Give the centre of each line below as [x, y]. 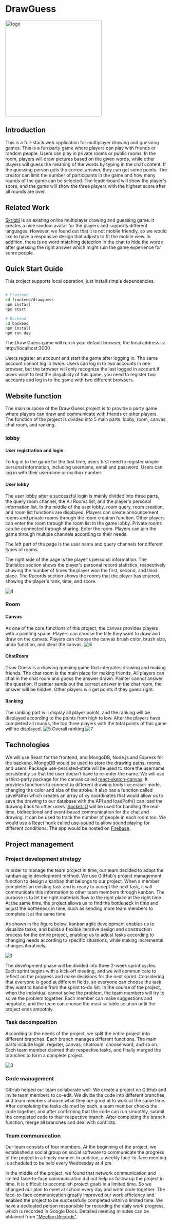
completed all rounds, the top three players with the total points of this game [86, 724]
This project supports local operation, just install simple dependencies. [80, 281]
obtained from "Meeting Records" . [42, 1217]
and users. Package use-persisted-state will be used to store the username [85, 768]
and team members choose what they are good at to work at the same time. [85, 1101]
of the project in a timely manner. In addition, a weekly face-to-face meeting [86, 1158]
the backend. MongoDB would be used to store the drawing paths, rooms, [83, 763]
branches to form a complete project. [45, 1055]
